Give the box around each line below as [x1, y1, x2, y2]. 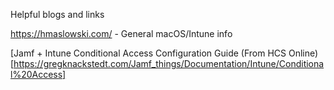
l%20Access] [10, 69, 67, 80]
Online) [288, 47, 319, 59]
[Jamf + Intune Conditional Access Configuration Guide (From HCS [10, 47, 287, 59]
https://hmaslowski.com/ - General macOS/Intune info [10, 28, 233, 39]
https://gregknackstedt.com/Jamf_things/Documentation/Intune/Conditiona [13, 58, 325, 69]
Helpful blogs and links [10, 9, 105, 20]
